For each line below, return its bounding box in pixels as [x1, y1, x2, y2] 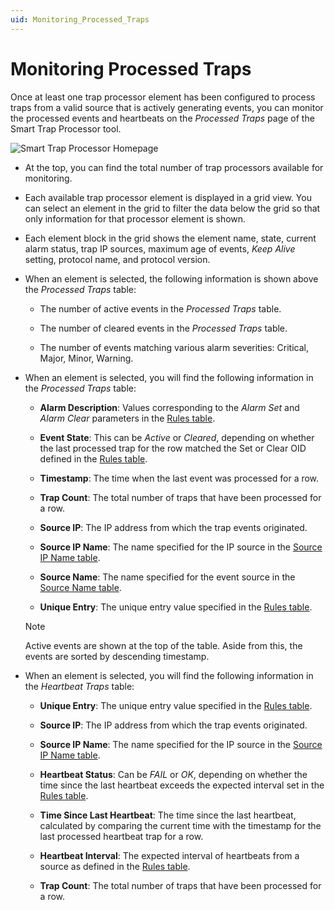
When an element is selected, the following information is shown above [24, 272, 319, 285]
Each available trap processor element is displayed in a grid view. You [24, 191, 312, 203]
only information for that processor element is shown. [24, 212, 247, 225]
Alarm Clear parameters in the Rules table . [39, 412, 216, 424]
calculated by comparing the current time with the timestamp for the [39, 819, 322, 831]
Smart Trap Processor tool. [10, 122, 122, 135]
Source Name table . [39, 581, 122, 593]
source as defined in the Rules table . [39, 860, 191, 872]
